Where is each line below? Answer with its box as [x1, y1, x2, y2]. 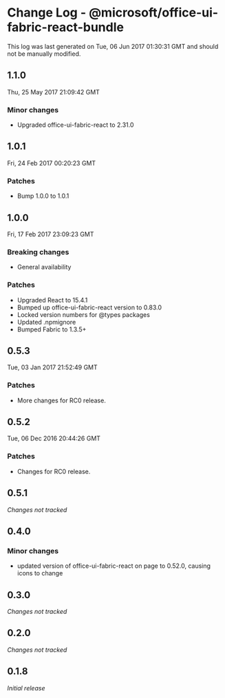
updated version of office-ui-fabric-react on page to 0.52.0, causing [17, 562, 211, 570]
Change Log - [7, 5, 87, 21]
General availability [17, 263, 72, 271]
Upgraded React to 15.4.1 [17, 296, 88, 304]
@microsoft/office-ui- [88, 5, 219, 21]
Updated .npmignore [17, 318, 76, 326]
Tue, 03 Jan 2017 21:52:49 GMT [7, 363, 98, 371]
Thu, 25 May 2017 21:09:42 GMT [7, 88, 100, 96]
